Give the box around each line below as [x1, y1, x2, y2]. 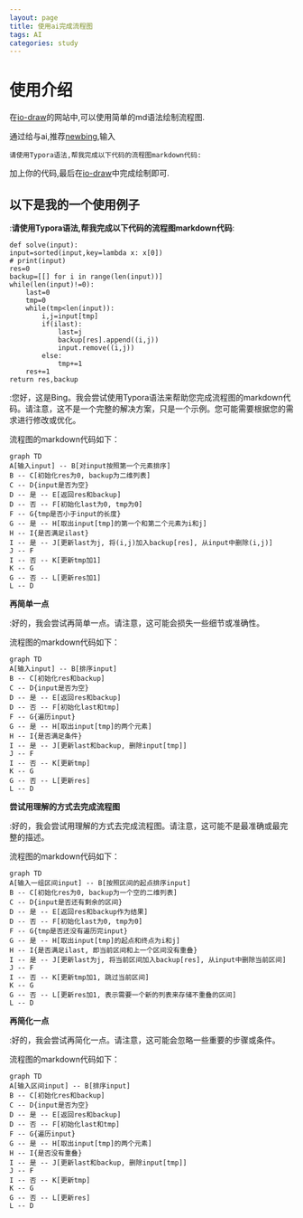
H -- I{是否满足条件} [9, 732, 83, 741]
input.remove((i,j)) [57, 344, 135, 353]
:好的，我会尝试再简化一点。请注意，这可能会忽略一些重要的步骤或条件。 [9, 1034, 281, 1045]
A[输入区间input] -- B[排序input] [9, 1081, 131, 1091]
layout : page [9, 13, 59, 23]
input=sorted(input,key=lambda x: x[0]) [9, 249, 164, 258]
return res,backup [9, 375, 78, 384]
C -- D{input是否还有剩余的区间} [9, 898, 124, 907]
